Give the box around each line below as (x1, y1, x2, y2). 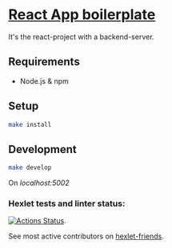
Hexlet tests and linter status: (8, 198, 126, 209)
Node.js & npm (19, 76, 70, 85)
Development (8, 142, 78, 156)
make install (8, 120, 52, 128)
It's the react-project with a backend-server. (8, 32, 154, 41)
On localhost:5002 (8, 178, 70, 188)
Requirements (8, 55, 80, 69)
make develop (8, 163, 52, 172)
